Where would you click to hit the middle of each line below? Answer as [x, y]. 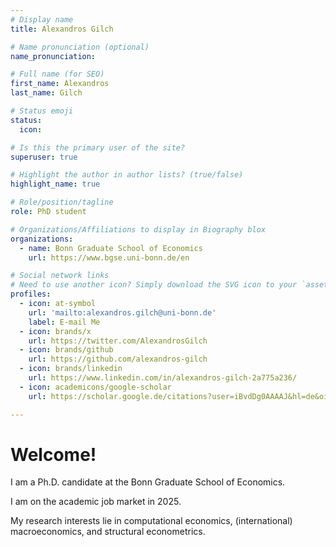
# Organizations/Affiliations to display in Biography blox [138, 229]
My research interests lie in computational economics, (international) [151, 521]
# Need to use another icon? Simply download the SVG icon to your [154, 285]
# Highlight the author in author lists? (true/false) [127, 175]
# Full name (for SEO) [57, 74]
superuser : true [44, 157]
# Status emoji [42, 111]
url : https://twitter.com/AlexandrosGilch [118, 341]
